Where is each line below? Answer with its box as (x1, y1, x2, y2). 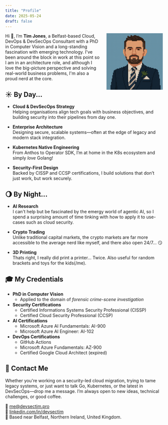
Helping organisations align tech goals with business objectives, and (12, 109, 153, 115)
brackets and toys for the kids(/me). (12, 260, 86, 266)
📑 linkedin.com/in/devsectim (5, 408, 64, 414)
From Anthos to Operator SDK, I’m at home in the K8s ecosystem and (12, 150, 155, 156)
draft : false (5, 19, 32, 24)
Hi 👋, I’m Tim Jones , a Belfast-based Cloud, (5, 33, 96, 39)
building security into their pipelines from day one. (12, 114, 116, 120)
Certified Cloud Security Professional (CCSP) (19, 312, 113, 318)
